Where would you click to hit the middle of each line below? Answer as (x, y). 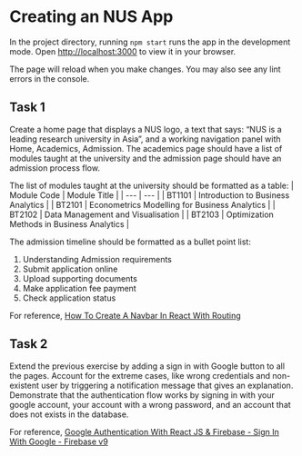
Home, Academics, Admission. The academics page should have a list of (146, 148)
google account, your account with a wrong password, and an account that (150, 404)
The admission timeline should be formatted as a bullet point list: (131, 242)
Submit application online (70, 269)
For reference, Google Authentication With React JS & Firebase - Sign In (144, 431)
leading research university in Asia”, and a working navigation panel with (145, 139)
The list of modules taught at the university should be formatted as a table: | (151, 185)
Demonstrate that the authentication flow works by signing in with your (142, 395)
